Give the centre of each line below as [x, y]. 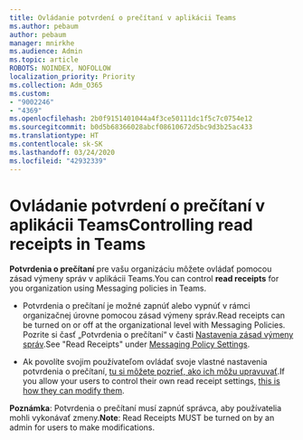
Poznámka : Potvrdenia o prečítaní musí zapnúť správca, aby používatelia [146, 408]
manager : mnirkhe [42, 43]
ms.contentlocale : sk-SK [56, 144]
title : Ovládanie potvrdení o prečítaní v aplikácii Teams [123, 18]
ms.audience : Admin [46, 52]
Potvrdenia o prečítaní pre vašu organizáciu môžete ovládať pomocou [141, 269]
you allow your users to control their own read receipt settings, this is [151, 381]
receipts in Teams [78, 244]
